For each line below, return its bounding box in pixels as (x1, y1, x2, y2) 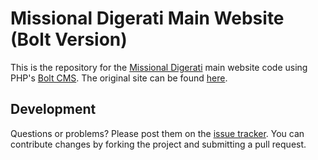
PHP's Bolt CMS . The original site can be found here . (10, 72, 228, 84)
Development (10, 101, 97, 118)
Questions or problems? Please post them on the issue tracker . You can (10, 127, 305, 139)
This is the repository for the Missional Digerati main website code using (10, 61, 308, 73)
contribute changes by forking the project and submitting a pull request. (10, 138, 307, 150)
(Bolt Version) (10, 28, 128, 51)
